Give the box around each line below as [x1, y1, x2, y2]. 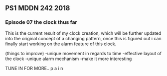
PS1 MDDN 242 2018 [5, 4, 70, 12]
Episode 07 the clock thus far [5, 19, 77, 26]
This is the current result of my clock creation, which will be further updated [5, 30, 162, 36]
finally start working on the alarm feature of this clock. [5, 41, 117, 47]
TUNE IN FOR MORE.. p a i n [5, 65, 63, 71]
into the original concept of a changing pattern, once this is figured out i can [5, 35, 162, 41]
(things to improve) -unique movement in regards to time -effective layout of [5, 50, 162, 56]
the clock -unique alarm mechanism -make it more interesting [5, 56, 132, 62]
